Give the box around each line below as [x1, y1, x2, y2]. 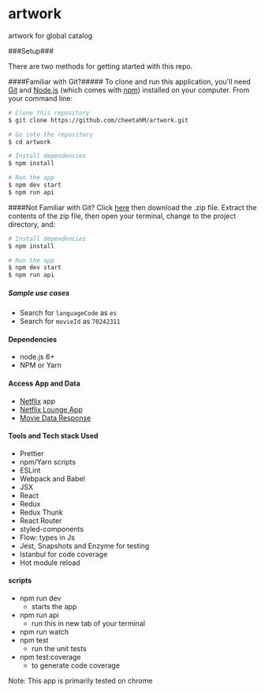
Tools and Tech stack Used [8, 431, 99, 441]
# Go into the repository [8, 130, 93, 138]
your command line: [8, 93, 73, 103]
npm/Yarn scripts [19, 457, 77, 466]
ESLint [19, 465, 41, 475]
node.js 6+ [19, 352, 55, 362]
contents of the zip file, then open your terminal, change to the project [8, 211, 237, 220]
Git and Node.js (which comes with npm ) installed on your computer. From [8, 85, 250, 95]
